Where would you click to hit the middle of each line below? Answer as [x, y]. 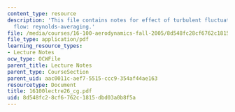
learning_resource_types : [45, 46]
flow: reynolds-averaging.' [55, 26]
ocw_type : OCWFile [34, 59]
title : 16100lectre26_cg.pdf [50, 91]
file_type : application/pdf [48, 40]
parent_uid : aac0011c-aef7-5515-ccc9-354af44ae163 [83, 78]
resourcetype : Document [42, 85]
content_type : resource [42, 14]
